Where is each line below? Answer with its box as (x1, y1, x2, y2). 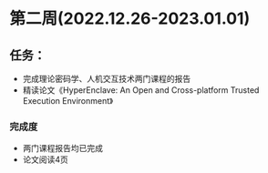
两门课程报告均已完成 (22, 143, 103, 154)
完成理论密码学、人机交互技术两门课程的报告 (22, 74, 191, 84)
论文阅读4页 (22, 154, 68, 165)
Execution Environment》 (22, 96, 114, 106)
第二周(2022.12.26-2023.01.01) (9, 8, 251, 29)
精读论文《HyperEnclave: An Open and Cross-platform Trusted (22, 85, 260, 96)
